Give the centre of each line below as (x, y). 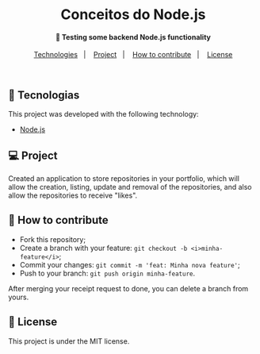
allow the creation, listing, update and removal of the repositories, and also (130, 187)
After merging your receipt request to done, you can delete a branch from (128, 288)
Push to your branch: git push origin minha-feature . (107, 273)
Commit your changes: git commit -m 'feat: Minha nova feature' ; (130, 264)
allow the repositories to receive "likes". (73, 195)
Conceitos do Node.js (133, 15)
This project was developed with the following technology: (104, 114)
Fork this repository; (52, 239)
